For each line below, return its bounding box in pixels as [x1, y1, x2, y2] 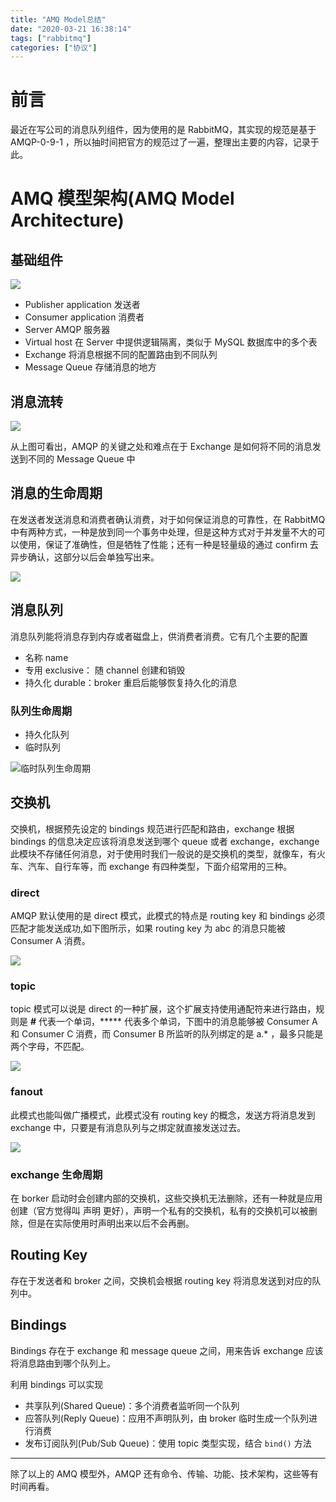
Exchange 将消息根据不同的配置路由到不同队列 [24, 349, 218, 361]
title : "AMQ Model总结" [10, 14, 107, 25]
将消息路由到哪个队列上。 [10, 1357, 116, 1369]
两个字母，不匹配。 [10, 1041, 90, 1053]
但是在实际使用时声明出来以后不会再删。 [27, 1217, 195, 1229]
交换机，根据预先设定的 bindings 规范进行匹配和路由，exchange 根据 [10, 822, 295, 835]
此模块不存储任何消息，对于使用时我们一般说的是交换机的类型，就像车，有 [10, 847, 317, 860]
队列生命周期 [10, 704, 73, 718]
